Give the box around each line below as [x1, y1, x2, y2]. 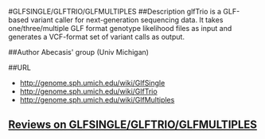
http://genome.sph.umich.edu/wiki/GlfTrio [19, 87, 158, 96]
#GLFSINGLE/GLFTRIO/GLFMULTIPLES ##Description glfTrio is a [8, 7, 221, 16]
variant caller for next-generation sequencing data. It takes [30, 15, 224, 25]
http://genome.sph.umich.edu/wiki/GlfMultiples [19, 95, 175, 104]
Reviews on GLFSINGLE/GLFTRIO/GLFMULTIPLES [8, 118, 257, 132]
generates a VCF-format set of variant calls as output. [8, 32, 185, 41]
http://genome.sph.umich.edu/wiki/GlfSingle [19, 79, 166, 87]
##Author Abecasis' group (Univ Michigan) [8, 48, 150, 56]
